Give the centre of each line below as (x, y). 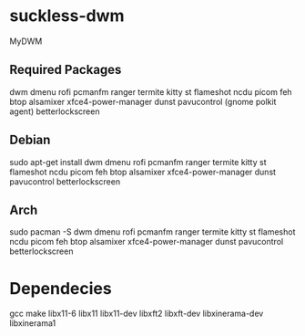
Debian (30, 140)
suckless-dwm (67, 16)
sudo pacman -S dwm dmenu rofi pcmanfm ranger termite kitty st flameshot (152, 232)
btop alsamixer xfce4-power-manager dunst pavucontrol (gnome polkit (143, 101)
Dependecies (61, 288)
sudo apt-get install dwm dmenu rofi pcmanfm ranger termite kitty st (138, 162)
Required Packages (66, 70)
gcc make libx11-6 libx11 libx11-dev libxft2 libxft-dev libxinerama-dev (137, 314)
